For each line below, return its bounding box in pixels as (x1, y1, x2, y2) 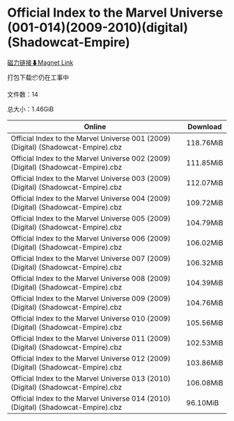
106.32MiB (186, 257, 224, 267)
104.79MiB (186, 218, 224, 228)
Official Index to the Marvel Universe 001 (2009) (10, 134, 171, 143)
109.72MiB (186, 198, 224, 207)
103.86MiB (186, 358, 224, 367)
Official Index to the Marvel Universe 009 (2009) (10, 294, 171, 303)
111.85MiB (186, 158, 224, 168)
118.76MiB (186, 138, 224, 148)
